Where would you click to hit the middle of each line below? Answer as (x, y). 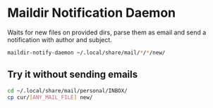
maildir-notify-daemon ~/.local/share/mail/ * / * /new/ (86, 53)
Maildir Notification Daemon (92, 13)
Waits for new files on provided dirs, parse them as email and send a (107, 32)
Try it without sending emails (73, 75)
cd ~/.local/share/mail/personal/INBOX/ (68, 90)
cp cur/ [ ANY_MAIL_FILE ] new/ (50, 97)
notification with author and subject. (60, 39)
